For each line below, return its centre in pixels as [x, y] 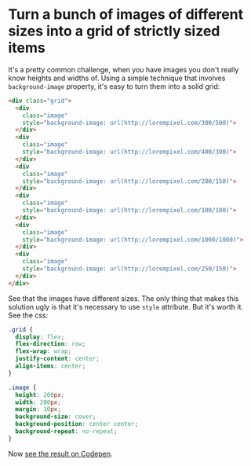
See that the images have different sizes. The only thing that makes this [124, 298]
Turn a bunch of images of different [126, 15]
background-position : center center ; [77, 424]
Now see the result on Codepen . [60, 453]
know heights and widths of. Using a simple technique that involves [117, 78]
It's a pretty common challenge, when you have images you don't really [124, 69]
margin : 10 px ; [38, 409]
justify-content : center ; [58, 359]
